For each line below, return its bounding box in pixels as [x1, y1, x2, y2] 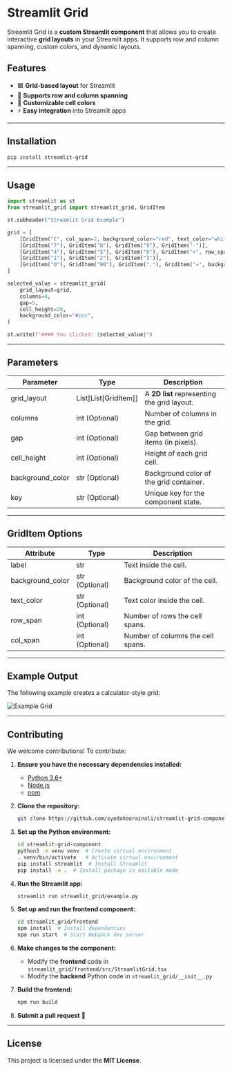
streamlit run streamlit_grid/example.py [17, 893, 138, 900]
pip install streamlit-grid [7, 153, 88, 160]
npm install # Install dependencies [17, 925, 126, 932]
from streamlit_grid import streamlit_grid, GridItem [7, 204, 166, 212]
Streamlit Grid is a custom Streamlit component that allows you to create [7, 28, 216, 36]
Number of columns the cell [124, 631, 214, 640]
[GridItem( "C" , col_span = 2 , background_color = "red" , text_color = [19, 235, 212, 243]
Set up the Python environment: [17, 828, 111, 836]
